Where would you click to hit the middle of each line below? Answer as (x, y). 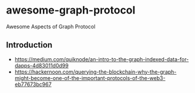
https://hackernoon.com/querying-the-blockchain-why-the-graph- (95, 72)
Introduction (29, 45)
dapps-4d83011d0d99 (41, 65)
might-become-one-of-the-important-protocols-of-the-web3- (90, 78)
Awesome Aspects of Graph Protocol (51, 26)
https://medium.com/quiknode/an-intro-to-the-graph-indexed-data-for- (102, 59)
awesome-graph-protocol (71, 10)
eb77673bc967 (33, 84)
